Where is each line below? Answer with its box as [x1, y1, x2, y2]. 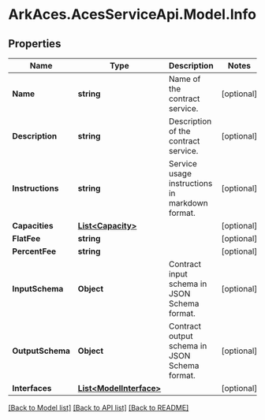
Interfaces [12, 383, 52, 393]
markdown [168, 198, 209, 208]
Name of [168, 73, 201, 84]
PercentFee [12, 246, 57, 257]
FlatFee [12, 233, 41, 243]
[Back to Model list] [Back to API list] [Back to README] [8, 403, 189, 412]
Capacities [12, 221, 54, 231]
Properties [8, 37, 62, 50]
